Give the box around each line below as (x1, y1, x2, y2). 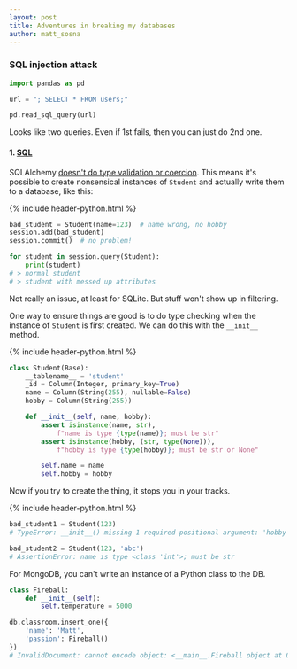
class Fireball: (9, 586, 69, 595)
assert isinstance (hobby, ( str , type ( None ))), (41, 437, 216, 446)
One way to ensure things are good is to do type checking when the (9, 310, 256, 321)
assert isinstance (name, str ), (41, 420, 156, 430)
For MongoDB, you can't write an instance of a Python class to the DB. (9, 568, 266, 579)
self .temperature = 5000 (41, 602, 133, 611)
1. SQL (9, 147, 33, 158)
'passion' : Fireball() (25, 634, 109, 643)
